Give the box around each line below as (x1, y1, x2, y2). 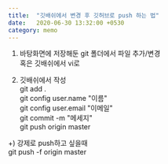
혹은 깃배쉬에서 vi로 (19, 58, 80, 68)
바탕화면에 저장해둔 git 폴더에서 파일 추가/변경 (19, 49, 161, 58)
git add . (19, 84, 47, 94)
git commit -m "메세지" (19, 114, 93, 123)
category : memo (8, 26, 58, 34)
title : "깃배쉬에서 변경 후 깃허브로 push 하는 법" (8, 11, 159, 20)
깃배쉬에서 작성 (19, 76, 67, 85)
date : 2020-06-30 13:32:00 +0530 (8, 19, 125, 27)
